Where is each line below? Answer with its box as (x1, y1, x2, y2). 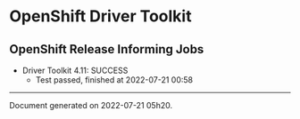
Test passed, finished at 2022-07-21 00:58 (35, 75, 194, 85)
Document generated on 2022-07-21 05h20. (9, 100, 172, 110)
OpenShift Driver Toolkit (9, 6, 192, 27)
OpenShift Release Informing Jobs (9, 42, 204, 57)
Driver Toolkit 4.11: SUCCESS (21, 65, 129, 75)
